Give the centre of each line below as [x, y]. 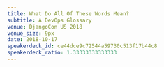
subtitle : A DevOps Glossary [50, 20]
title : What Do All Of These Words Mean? [68, 14]
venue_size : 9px [31, 33]
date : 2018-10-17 [32, 40]
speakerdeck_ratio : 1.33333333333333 [62, 53]
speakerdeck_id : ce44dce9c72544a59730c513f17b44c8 [82, 46]
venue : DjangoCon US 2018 [45, 27]
